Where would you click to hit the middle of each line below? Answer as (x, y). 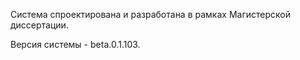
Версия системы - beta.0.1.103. (75, 44)
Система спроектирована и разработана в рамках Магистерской (150, 14)
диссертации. (39, 25)
